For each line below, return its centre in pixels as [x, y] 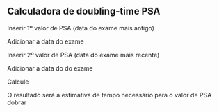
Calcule [18, 82]
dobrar [17, 102]
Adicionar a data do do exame [50, 68]
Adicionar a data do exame [46, 41]
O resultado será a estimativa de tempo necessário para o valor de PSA [109, 95]
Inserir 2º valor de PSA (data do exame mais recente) [83, 55]
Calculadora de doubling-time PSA [84, 11]
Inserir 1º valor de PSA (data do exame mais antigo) [81, 28]
